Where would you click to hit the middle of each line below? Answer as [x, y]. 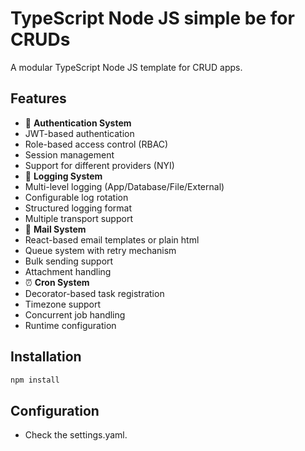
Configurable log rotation [76, 197]
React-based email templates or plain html [112, 239]
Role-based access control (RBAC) [96, 144]
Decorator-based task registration [94, 293]
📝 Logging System [63, 176]
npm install [35, 380]
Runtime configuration [70, 325]
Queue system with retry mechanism [100, 250]
